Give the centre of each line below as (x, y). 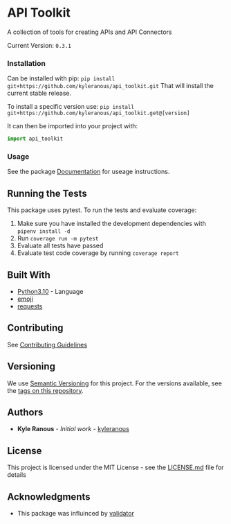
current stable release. (39, 93)
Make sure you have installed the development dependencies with (111, 224)
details (17, 475)
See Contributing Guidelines (47, 344)
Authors (25, 413)
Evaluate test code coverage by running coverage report (98, 253)
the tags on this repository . (46, 390)
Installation (27, 63)
